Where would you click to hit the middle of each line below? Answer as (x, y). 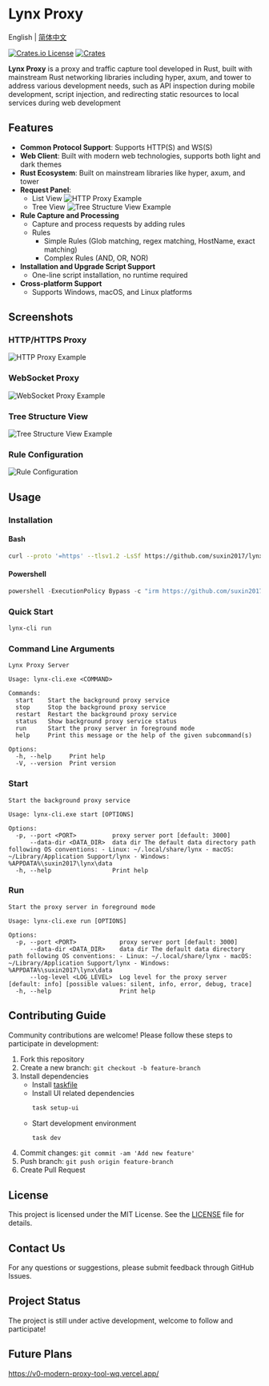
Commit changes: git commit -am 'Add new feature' (107, 1153)
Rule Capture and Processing (69, 215)
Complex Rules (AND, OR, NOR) (96, 258)
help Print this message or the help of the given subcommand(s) (134, 735)
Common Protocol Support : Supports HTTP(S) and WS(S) (116, 147)
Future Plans (40, 1354)
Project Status (45, 1301)
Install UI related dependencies (83, 1093)
